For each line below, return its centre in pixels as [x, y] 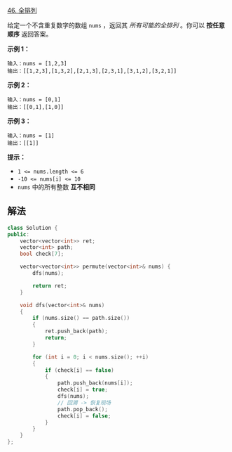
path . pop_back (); [83, 409]
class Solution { [33, 228]
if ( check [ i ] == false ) [79, 370]
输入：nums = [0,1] [34, 100]
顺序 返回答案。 [30, 34]
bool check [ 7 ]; [42, 254]
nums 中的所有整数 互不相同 [56, 187]
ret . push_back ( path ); [76, 331]
